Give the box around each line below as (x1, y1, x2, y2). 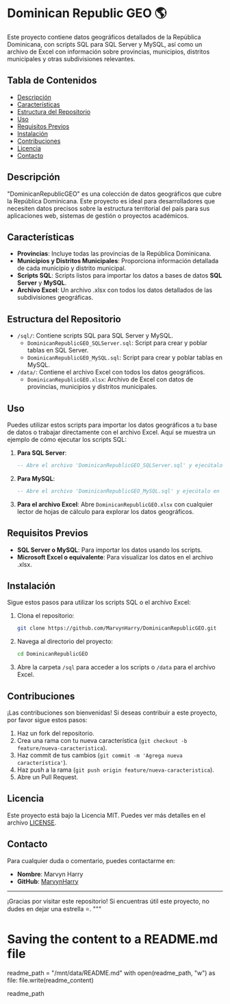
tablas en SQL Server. (27, 346, 89, 355)
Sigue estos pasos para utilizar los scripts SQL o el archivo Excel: (7, 599, 192, 607)
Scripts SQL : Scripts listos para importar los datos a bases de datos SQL (16, 271, 222, 280)
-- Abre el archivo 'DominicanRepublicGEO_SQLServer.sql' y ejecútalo (16, 462, 223, 469)
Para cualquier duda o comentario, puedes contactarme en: (7, 856, 176, 864)
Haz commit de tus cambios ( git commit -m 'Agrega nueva (16, 750, 183, 759)
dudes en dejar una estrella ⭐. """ (7, 904, 102, 913)
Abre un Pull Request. (16, 772, 79, 781)
